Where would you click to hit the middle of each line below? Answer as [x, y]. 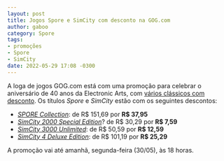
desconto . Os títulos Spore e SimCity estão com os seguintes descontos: [112, 100]
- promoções [24, 46]
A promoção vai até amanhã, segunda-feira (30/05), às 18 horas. [100, 150]
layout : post [26, 14]
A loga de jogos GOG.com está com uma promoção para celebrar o [104, 85]
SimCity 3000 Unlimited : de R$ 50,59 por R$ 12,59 [91, 129]
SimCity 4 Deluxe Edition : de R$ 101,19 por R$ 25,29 [92, 136]
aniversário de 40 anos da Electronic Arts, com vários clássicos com [106, 93]
